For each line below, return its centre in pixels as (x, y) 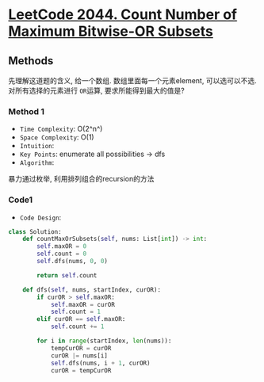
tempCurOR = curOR (81, 348)
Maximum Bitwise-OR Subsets (111, 31)
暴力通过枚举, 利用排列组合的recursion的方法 (81, 179)
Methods (31, 61)
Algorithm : (37, 162)
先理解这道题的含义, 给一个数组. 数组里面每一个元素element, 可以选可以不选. (132, 80)
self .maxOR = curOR (82, 304)
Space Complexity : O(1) (57, 137)
